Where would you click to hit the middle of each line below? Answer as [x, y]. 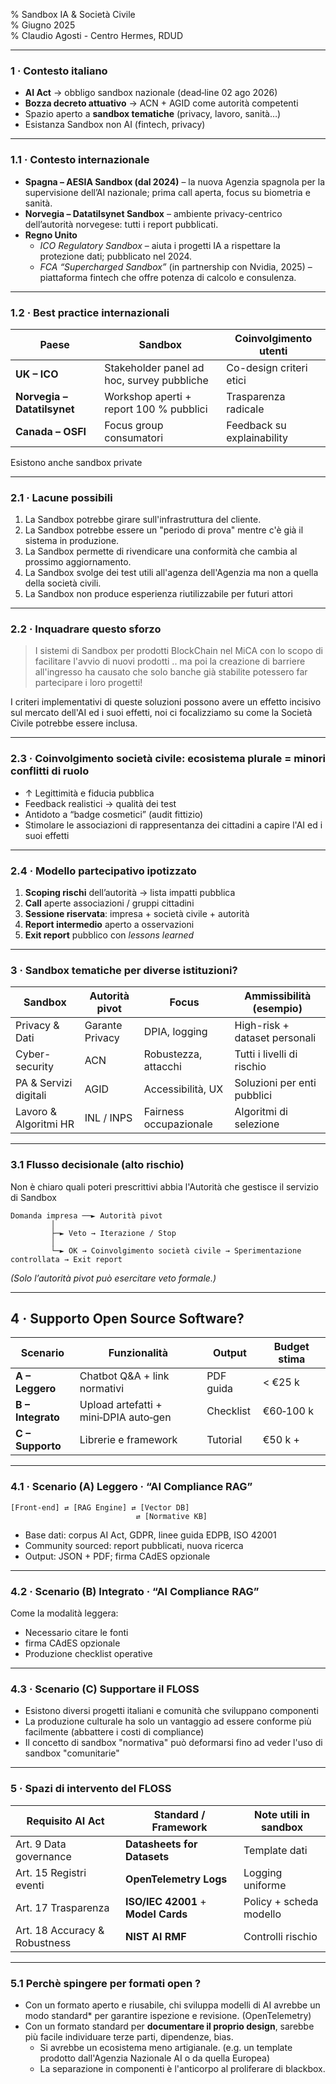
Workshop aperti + [148, 396]
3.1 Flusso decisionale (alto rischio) [97, 1165]
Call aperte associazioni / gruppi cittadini [109, 903]
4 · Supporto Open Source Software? [127, 1319]
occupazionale [178, 1124]
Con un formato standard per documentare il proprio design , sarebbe [169, 2026]
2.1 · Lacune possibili [61, 497]
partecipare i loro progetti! [88, 683]
